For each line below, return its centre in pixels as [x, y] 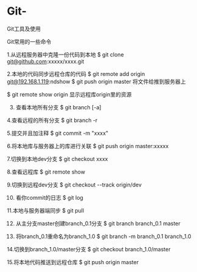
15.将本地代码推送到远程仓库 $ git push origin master [73, 262]
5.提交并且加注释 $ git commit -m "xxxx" [58, 133]
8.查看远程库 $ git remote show [46, 172]
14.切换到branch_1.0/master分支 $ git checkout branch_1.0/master [89, 249]
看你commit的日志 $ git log [50, 197]
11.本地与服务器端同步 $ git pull [46, 210]
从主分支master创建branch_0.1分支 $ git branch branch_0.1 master [98, 223]
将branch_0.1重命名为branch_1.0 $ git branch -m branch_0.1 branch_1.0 [103, 236]
